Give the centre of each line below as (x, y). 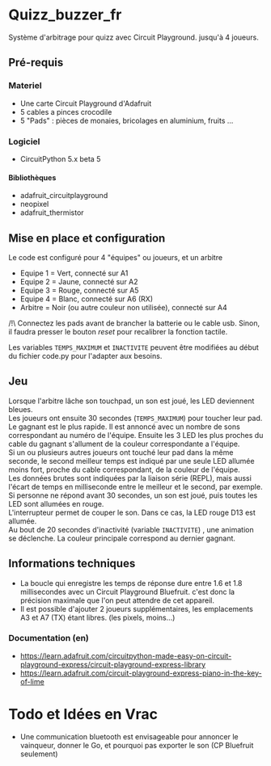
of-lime (32, 681)
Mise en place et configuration (87, 238)
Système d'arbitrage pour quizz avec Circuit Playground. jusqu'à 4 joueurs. (133, 37)
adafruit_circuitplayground (64, 196)
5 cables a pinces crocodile (66, 112)
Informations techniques (72, 564)
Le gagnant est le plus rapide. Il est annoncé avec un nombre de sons (124, 427)
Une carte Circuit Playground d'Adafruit (86, 103)
